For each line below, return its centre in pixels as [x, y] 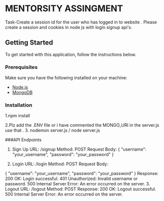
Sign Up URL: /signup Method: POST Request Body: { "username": [79, 149]
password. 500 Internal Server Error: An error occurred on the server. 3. [78, 184]
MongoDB [22, 92]
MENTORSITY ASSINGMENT [64, 9]
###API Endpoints [23, 140]
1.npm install [18, 116]
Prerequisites [21, 67]
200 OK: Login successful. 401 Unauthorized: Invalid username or [71, 179]
